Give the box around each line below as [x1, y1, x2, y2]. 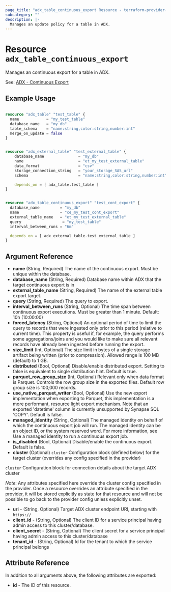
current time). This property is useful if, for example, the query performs [12, 330, 164, 336]
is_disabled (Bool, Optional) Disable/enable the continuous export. [12, 439, 153, 445]
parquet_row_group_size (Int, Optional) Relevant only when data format [12, 374, 164, 380]
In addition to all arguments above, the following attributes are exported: [5, 572, 157, 578]
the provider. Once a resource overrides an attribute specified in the [5, 486, 148, 492]
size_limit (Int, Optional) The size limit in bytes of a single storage [12, 347, 150, 353]
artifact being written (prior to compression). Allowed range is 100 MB [12, 352, 159, 358]
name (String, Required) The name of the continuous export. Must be [12, 266, 158, 272]
